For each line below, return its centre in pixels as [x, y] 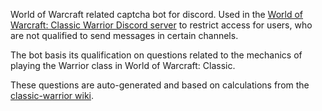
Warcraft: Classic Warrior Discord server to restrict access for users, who [161, 25]
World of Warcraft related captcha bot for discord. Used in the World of [157, 14]
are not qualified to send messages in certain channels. [124, 35]
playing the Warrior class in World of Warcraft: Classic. [123, 65]
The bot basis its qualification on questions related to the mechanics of [156, 55]
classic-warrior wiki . [52, 95]
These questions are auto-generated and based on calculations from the [160, 85]
